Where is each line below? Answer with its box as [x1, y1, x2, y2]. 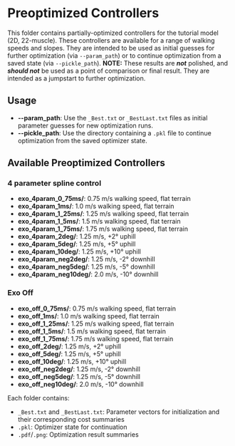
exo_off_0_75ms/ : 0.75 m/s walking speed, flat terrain [17, 304, 177, 313]
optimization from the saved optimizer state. [17, 136, 147, 145]
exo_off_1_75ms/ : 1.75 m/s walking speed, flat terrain [17, 334, 174, 343]
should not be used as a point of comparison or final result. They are [7, 66, 210, 75]
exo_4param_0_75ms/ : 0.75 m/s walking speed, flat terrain [17, 195, 191, 203]
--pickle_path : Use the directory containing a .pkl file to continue [17, 128, 211, 137]
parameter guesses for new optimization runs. [17, 121, 153, 130]
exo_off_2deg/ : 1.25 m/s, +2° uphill [17, 342, 121, 351]
